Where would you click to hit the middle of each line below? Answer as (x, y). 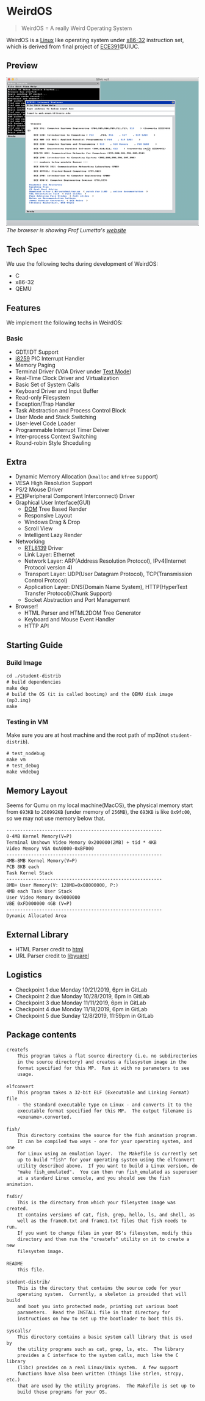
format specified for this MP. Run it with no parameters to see (103, 1068)
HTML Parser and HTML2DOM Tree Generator (83, 613)
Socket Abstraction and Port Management (77, 600)
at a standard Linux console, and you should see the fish (94, 1178)
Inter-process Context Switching (56, 436)
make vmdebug (23, 772)
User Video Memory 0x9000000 (43, 898)
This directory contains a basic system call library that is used (105, 1337)
